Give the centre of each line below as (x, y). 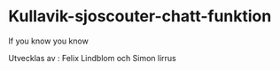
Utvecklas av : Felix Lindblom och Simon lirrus (92, 58)
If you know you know (49, 41)
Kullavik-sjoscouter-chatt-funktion (140, 16)
